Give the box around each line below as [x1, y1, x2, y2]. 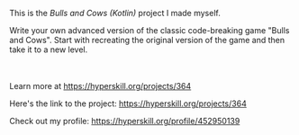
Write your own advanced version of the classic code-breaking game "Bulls [9, 25, 290, 35]
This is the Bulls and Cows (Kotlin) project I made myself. [9, 8, 221, 18]
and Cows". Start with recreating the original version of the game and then [9, 35, 285, 45]
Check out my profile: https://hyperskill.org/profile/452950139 [9, 116, 240, 126]
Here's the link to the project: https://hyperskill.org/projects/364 [9, 98, 248, 109]
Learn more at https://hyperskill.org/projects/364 [9, 81, 192, 91]
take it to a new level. [9, 44, 88, 55]
